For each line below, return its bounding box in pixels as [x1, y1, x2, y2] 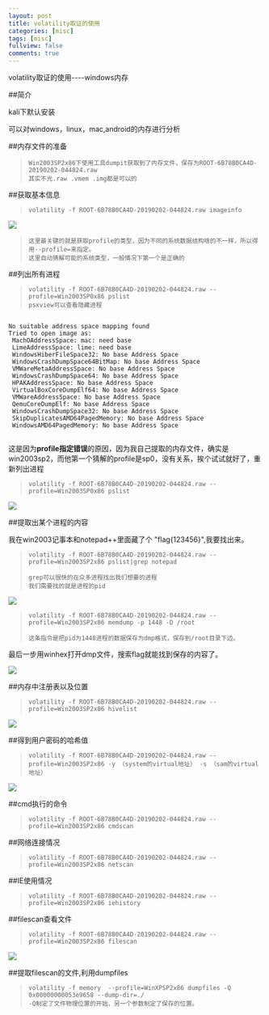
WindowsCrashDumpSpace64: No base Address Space [11, 372, 179, 380]
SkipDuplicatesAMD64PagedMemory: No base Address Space [11, 414, 204, 422]
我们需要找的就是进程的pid [27, 582, 107, 590]
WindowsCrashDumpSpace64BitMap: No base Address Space [11, 357, 200, 366]
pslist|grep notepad [107, 558, 178, 566]
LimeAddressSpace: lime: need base [11, 344, 132, 352]
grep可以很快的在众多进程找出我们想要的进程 [27, 573, 158, 582]
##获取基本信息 [8, 190, 61, 199]
